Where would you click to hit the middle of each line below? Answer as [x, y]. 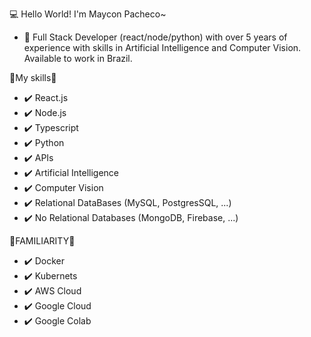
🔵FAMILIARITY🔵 [42, 241]
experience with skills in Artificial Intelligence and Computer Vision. [162, 47]
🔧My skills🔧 [33, 77]
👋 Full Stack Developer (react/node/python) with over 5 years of [155, 37]
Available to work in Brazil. [78, 58]
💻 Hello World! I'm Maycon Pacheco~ [88, 14]
